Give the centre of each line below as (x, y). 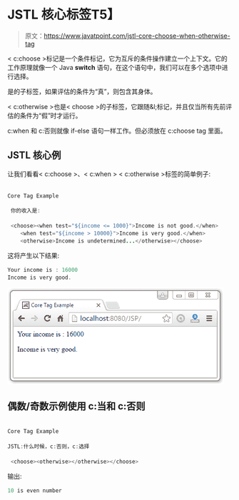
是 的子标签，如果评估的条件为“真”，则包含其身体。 (82, 91)
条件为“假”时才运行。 (51, 116)
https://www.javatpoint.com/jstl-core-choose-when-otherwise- (137, 36)
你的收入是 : (25, 211)
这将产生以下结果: (34, 255)
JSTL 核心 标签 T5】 (63, 15)
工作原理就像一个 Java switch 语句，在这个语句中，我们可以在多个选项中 (115, 67)
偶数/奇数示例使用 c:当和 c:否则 (76, 406)
